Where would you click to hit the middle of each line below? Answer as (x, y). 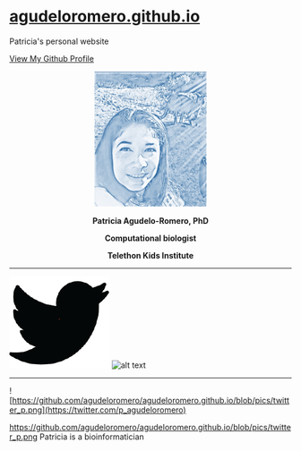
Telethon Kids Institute (150, 255)
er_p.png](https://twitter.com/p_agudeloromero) (98, 410)
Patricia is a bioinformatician (92, 437)
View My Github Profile (52, 58)
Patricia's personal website (59, 41)
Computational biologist (150, 238)
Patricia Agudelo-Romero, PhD (150, 220)
